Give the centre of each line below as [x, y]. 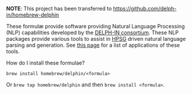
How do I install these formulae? [45, 63]
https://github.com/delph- [145, 9]
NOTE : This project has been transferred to [59, 9]
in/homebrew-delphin [33, 15]
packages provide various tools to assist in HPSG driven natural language [96, 39]
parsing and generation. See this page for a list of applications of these [93, 45]
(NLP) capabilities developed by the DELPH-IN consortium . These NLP [92, 33]
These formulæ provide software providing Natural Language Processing [96, 26]
